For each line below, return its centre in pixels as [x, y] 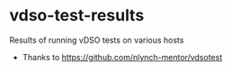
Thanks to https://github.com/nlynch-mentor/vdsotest [122, 57]
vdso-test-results [77, 16]
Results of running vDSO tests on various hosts [97, 40]
